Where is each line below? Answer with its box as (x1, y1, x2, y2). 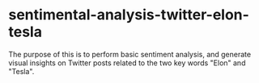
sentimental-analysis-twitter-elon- (8, 6, 249, 24)
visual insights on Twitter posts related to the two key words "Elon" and (8, 58, 246, 68)
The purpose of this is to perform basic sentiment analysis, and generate (8, 49, 252, 59)
